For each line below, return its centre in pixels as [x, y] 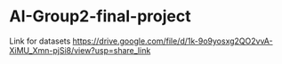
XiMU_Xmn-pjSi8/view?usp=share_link [80, 50]
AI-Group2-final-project [100, 16]
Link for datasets [40, 41]
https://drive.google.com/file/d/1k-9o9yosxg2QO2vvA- [173, 41]
